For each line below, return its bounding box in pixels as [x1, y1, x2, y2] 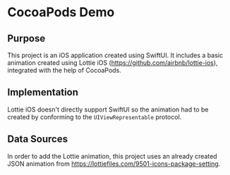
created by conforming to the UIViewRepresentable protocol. [7, 112, 182, 121]
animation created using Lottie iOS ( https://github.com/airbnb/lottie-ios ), [7, 59, 218, 67]
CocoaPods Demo [7, 4, 115, 20]
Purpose [7, 32, 46, 44]
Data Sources [7, 133, 68, 145]
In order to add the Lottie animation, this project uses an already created [7, 152, 217, 160]
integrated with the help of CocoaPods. [7, 66, 121, 74]
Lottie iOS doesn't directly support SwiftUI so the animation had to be [7, 105, 209, 114]
